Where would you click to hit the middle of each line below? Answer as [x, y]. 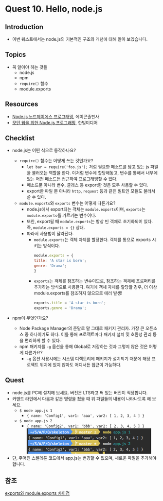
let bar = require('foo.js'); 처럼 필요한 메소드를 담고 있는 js [88, 167]
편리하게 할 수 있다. [43, 340]
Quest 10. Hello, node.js [54, 9]
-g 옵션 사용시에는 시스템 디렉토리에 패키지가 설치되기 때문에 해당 [89, 359]
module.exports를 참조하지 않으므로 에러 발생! [78, 293]
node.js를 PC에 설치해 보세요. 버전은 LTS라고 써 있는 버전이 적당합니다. [80, 393]
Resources [22, 104]
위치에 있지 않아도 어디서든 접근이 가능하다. [81, 364]
